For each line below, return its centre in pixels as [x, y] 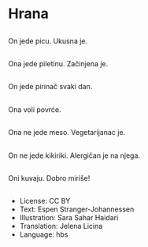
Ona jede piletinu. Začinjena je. [58, 63]
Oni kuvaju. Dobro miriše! [49, 178]
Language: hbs [44, 234]
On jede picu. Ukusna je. [48, 41]
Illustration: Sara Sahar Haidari [69, 218]
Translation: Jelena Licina [61, 226]
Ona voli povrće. [35, 109]
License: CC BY [45, 201]
